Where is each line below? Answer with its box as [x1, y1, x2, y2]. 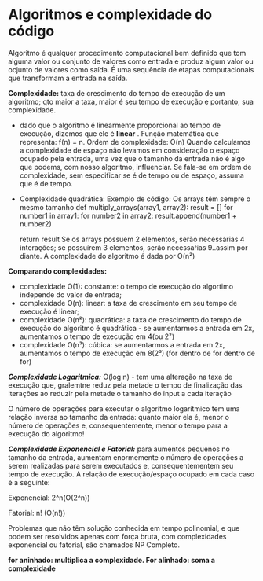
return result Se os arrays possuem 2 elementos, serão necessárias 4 [19, 234, 245, 244]
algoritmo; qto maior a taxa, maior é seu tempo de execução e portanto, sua [8, 97, 254, 106]
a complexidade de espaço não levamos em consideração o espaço [19, 145, 240, 155]
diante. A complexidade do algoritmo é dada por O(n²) [19, 251, 195, 260]
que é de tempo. [19, 178, 73, 188]
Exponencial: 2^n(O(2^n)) [8, 493, 90, 502]
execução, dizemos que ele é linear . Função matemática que [19, 128, 220, 138]
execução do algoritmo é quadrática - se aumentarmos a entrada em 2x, [19, 323, 254, 333]
